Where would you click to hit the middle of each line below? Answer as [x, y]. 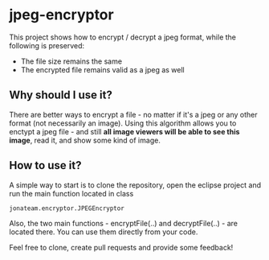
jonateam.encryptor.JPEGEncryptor [67, 208]
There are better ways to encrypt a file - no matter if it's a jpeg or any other [133, 114]
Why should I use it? [61, 95]
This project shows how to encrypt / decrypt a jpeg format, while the [122, 37]
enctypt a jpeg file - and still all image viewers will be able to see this [124, 131]
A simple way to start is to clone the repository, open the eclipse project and [135, 185]
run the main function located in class [71, 193]
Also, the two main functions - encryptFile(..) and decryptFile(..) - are [123, 223]
